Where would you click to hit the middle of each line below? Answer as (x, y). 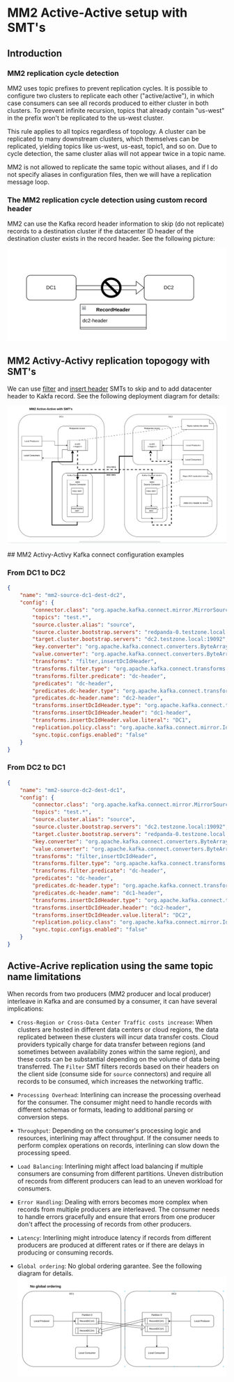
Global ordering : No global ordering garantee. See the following (109, 1266)
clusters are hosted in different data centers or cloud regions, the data (118, 1030)
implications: (25, 1009)
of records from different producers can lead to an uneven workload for (120, 1181)
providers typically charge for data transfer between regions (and (111, 1044)
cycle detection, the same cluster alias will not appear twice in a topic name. (117, 153)
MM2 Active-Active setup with (97, 13)
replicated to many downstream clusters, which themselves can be (103, 139)
